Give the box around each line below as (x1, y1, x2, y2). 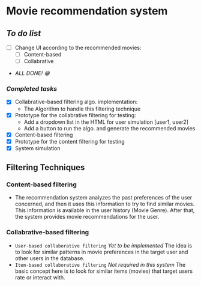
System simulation (14, 144, 61, 151)
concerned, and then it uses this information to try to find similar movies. (14, 200, 195, 208)
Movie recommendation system (6, 4, 168, 18)
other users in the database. (14, 254, 85, 262)
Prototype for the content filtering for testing (14, 138, 125, 145)
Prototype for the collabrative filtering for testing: (14, 111, 136, 118)
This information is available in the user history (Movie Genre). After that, (14, 207, 195, 214)
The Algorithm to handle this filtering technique (23, 105, 141, 112)
